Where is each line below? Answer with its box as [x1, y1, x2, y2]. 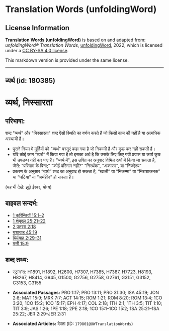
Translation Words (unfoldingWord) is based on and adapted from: [5, 37, 146, 43]
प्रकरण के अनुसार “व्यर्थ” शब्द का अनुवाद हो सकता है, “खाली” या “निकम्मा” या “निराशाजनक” [12, 168, 160, 174]
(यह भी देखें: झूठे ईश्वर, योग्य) [5, 184, 52, 190]
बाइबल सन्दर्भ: [5, 199, 39, 207]
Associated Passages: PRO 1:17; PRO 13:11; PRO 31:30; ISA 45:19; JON [12, 290, 159, 296]
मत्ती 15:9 [12, 241, 29, 247]
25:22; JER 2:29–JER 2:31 [12, 311, 66, 317]
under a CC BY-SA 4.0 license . [5, 48, 69, 53]
